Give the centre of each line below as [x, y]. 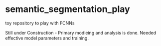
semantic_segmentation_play [68, 9]
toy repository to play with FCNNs [40, 23]
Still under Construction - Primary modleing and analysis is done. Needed [80, 32]
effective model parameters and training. [47, 38]
